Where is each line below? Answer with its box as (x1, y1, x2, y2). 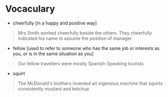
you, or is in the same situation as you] (12, 51, 94, 57)
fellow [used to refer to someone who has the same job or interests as (12, 45, 160, 51)
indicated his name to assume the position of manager (17, 35, 132, 41)
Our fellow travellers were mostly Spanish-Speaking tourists (17, 60, 144, 66)
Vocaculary (5, 3, 55, 15)
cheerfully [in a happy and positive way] (12, 20, 97, 26)
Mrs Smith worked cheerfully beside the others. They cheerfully (17, 30, 152, 36)
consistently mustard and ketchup (17, 85, 90, 92)
